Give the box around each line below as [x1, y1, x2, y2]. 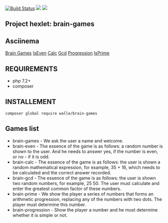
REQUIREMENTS [5, 64, 58, 73]
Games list [5, 124, 39, 133]
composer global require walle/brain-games [5, 110, 98, 116]
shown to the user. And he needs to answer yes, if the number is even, [12, 148, 158, 154]
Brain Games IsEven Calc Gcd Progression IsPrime [5, 50, 110, 56]
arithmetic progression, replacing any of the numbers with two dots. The [12, 196, 162, 202]
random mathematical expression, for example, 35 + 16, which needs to [12, 164, 160, 170]
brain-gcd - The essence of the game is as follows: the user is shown [12, 175, 156, 181]
